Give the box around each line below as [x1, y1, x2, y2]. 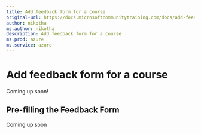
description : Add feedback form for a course [6, 31, 121, 37]
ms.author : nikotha [6, 25, 55, 32]
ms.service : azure [6, 42, 52, 48]
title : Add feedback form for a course [6, 8, 106, 15]
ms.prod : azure [6, 36, 44, 42]
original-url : [6, 14, 42, 20]
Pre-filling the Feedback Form [6, 105, 120, 115]
